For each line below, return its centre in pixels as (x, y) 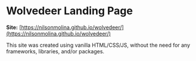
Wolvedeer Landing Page (69, 11)
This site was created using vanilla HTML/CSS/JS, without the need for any (98, 45)
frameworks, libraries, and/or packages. (55, 51)
